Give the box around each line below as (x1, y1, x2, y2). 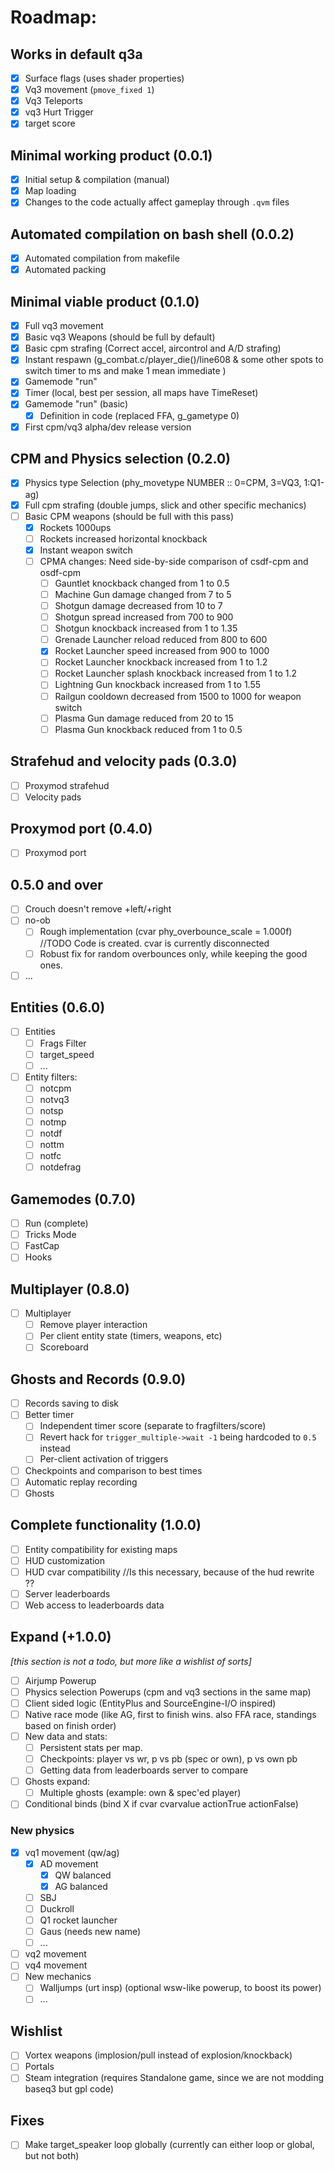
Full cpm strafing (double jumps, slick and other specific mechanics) (24, 499, 307, 511)
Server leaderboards (24, 1587, 111, 1600)
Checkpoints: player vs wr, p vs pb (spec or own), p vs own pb (39, 1753, 298, 1765)
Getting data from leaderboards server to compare (39, 1764, 249, 1776)
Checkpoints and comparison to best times (24, 1464, 203, 1476)
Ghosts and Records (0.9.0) (10, 1371, 187, 1388)
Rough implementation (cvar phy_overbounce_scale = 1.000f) (39, 926, 293, 938)
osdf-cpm (39, 566, 82, 578)
